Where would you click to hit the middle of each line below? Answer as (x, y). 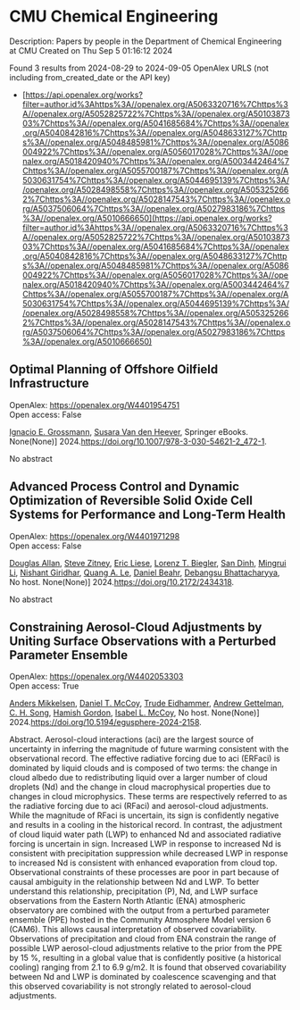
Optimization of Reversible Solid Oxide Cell (131, 501)
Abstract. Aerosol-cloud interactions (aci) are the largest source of (132, 739)
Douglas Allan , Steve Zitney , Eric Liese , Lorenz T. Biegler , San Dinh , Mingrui (148, 563)
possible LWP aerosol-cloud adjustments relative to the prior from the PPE (146, 948)
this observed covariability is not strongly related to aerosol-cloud (130, 986)
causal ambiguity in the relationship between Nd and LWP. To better (134, 882)
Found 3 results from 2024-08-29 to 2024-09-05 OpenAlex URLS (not (139, 68)
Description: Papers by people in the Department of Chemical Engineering (146, 41)
